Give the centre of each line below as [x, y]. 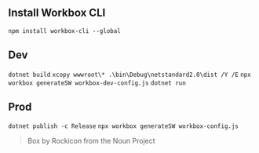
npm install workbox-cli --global [65, 31]
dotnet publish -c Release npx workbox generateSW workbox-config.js [124, 126]
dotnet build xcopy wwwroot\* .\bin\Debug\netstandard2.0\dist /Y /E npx [129, 75]
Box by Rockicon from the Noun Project [91, 141]
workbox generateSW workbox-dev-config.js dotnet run [97, 83]
